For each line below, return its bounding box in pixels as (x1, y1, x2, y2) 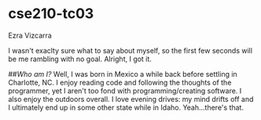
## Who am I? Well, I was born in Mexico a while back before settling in (8, 69, 237, 78)
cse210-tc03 (8, 5, 94, 23)
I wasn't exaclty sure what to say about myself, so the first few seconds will (8, 45, 253, 55)
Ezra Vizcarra (8, 31, 53, 40)
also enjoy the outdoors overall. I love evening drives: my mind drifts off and (8, 94, 254, 104)
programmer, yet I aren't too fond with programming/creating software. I (8, 85, 242, 95)
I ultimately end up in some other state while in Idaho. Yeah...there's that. (8, 103, 244, 112)
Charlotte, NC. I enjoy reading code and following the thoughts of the (8, 78, 232, 87)
